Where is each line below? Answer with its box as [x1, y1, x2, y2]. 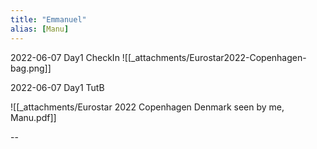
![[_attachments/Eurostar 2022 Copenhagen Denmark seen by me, [10, 101, 285, 113]
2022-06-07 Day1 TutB [10, 81, 105, 93]
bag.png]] [10, 62, 52, 74]
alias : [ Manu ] [10, 24, 70, 34]
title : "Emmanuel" [10, 14, 87, 25]
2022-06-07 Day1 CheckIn [10, 51, 120, 63]
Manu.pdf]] [10, 111, 57, 123]
